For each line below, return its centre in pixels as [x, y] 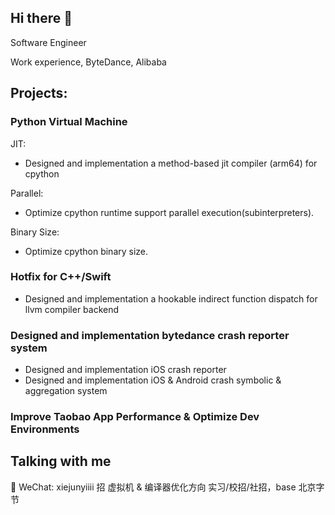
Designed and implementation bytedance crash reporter [150, 335]
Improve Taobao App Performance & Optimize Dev [135, 417]
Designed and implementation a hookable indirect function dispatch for [171, 298]
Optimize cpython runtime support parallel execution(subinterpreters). [169, 212]
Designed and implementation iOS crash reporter [125, 370]
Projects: [39, 93]
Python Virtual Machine [69, 122]
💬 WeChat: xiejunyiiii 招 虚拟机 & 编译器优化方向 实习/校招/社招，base [153, 487]
